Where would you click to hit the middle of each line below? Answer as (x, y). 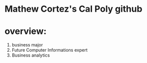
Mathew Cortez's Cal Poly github (73, 9)
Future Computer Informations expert (50, 50)
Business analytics (31, 55)
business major (27, 45)
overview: (26, 31)
